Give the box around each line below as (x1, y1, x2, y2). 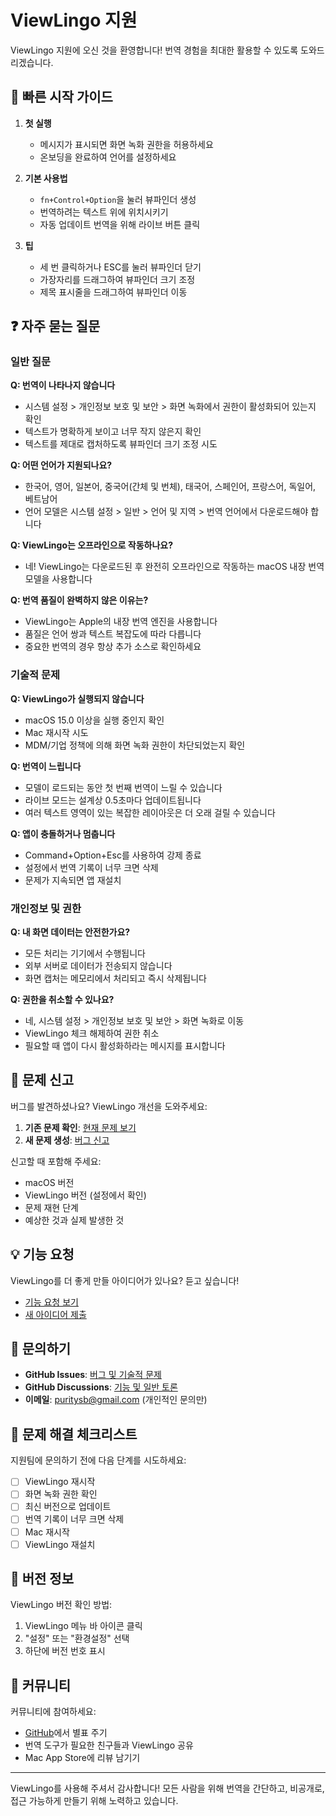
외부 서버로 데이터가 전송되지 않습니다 (24, 960, 173, 972)
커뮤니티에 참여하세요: (10, 1706, 97, 1718)
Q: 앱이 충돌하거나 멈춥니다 (10, 827, 116, 840)
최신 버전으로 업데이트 (24, 1501, 112, 1513)
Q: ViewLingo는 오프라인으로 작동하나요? (10, 539, 174, 551)
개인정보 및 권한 (10, 901, 82, 915)
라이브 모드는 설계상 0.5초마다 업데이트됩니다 (24, 794, 202, 806)
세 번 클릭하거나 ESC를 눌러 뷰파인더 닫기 (39, 261, 202, 273)
